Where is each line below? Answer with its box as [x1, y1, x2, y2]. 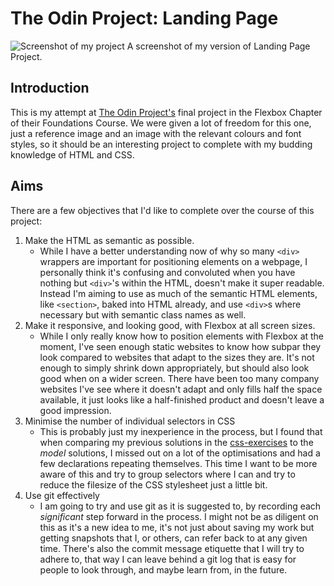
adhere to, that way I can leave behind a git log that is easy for [39, 553, 297, 565]
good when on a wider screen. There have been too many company [39, 372, 320, 384]
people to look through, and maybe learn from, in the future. [39, 563, 288, 576]
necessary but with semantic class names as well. [39, 308, 247, 321]
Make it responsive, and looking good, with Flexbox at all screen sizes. [24, 319, 316, 331]
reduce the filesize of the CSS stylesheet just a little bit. [39, 478, 268, 491]
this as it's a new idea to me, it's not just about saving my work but [39, 521, 315, 533]
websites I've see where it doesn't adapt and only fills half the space [39, 383, 323, 395]
